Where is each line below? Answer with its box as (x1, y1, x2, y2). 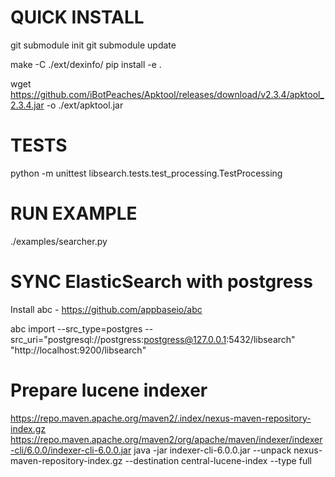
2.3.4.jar (10, 99, 45, 111)
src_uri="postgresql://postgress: (10, 333, 145, 345)
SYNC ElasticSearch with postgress (10, 271, 313, 293)
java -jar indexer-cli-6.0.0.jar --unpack (133, 444, 292, 456)
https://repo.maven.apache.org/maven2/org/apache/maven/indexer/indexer (10, 433, 323, 445)
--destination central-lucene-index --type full (124, 454, 312, 466)
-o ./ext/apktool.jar (46, 99, 124, 111)
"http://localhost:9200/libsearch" (10, 344, 147, 356)
